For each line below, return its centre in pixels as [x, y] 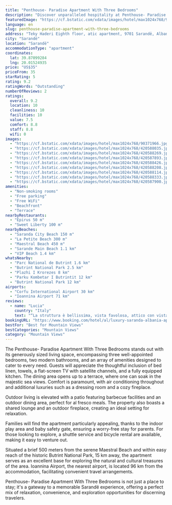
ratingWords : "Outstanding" [35, 86]
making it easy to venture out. [37, 440]
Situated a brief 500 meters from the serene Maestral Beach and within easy [86, 450]
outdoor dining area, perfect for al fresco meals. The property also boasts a [85, 403]
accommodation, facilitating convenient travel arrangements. [69, 472]
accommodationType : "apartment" [40, 48]
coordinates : [19, 53]
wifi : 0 [18, 134]
